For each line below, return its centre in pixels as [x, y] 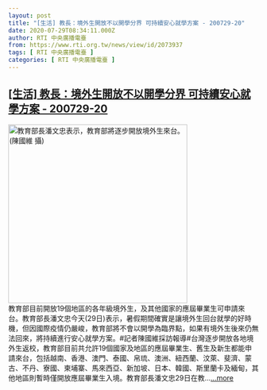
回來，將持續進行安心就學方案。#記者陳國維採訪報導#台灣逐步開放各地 [131, 338]
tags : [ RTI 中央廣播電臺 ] [51, 52]
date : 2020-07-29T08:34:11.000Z [62, 30]
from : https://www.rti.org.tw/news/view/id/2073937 [95, 45]
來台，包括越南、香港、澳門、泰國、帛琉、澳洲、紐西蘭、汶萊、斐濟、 [130, 357]
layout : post [30, 15]
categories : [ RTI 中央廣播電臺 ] [62, 60]
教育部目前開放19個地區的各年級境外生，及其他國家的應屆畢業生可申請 [123, 308]
